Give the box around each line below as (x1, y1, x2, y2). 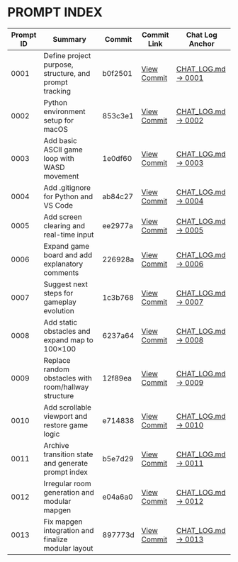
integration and (43, 525, 94, 535)
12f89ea (102, 373, 132, 383)
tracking (43, 86, 72, 96)
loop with (43, 153, 74, 163)
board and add (43, 249, 93, 259)
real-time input (43, 230, 94, 240)
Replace (43, 355, 71, 365)
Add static (43, 317, 78, 327)
